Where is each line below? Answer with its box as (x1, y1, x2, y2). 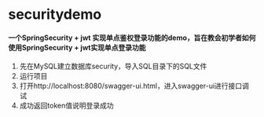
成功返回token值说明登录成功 (19, 101, 114, 111)
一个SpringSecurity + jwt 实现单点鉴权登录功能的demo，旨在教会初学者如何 (8, 33, 256, 42)
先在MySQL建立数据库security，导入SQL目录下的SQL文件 (19, 61, 207, 71)
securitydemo (8, 5, 102, 24)
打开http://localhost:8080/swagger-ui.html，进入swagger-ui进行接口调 (19, 81, 250, 91)
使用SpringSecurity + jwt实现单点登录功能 (8, 42, 146, 52)
